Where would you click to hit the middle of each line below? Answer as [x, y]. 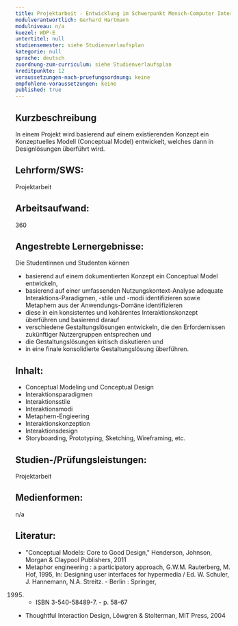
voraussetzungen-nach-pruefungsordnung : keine [83, 77]
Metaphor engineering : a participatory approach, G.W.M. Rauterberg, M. [128, 567]
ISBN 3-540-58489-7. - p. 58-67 [81, 602]
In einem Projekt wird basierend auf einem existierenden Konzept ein [112, 134]
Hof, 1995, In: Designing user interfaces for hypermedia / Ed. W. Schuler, [127, 574]
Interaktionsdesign [51, 431]
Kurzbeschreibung [56, 118]
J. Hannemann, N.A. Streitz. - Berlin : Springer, [91, 581]
